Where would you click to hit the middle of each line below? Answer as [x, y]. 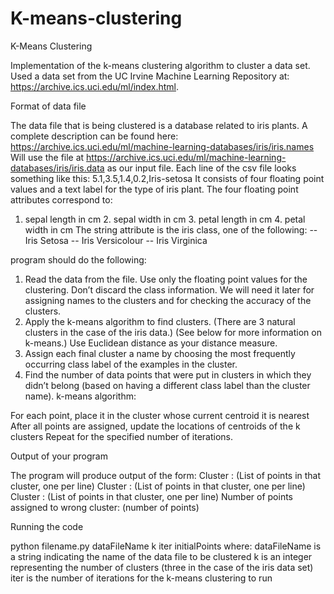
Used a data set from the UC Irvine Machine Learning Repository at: [150, 76]
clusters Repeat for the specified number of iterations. [122, 436]
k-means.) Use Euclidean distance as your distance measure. [151, 343]
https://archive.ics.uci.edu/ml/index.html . [94, 86]
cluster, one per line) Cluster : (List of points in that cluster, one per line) [158, 486]
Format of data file [48, 106]
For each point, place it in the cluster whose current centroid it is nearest [160, 415]
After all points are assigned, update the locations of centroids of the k [155, 426]
